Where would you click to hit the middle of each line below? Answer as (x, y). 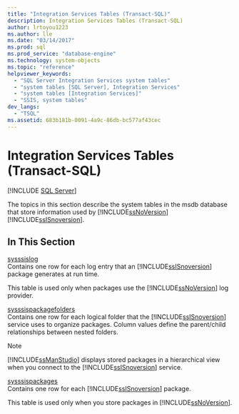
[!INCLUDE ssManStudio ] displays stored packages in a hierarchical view (114, 360)
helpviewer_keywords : (40, 74)
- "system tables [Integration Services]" (78, 94)
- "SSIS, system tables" (51, 101)
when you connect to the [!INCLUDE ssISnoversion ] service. (95, 368)
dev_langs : (24, 107)
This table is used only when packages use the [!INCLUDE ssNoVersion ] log (118, 288)
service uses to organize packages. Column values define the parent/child (117, 325)
